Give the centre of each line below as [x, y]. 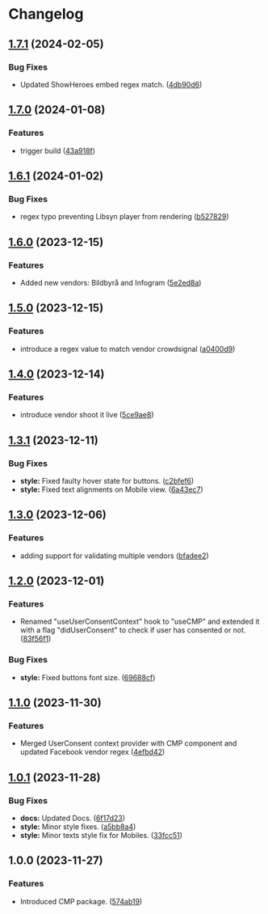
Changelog [46, 14]
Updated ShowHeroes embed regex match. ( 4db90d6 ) [111, 84]
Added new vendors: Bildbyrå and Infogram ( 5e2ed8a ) [111, 282]
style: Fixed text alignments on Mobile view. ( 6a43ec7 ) [111, 489]
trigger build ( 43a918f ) [57, 150]
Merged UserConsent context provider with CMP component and [128, 743]
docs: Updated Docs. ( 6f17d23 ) [73, 819]
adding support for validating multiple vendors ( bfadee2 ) [115, 556]
